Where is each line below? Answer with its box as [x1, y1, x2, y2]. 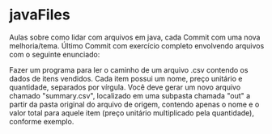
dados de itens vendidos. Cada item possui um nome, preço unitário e [9, 73, 243, 83]
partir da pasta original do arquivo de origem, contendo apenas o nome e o [9, 99, 260, 109]
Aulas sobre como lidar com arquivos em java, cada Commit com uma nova [9, 32, 261, 42]
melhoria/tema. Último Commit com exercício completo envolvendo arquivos [9, 40, 265, 50]
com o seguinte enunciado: [9, 49, 100, 59]
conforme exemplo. [9, 116, 74, 126]
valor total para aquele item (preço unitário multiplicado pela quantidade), [9, 107, 254, 118]
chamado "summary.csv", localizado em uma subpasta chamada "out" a [9, 90, 251, 100]
